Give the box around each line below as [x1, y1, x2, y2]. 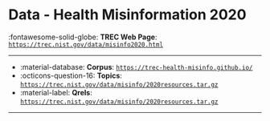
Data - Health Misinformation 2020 [8, 6, 247, 24]
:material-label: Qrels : [19, 87, 92, 97]
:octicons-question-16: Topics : [19, 71, 123, 80]
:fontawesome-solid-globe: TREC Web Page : [8, 32, 157, 42]
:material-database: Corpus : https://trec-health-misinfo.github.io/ [19, 62, 253, 71]
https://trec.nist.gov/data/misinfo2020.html [8, 40, 163, 49]
